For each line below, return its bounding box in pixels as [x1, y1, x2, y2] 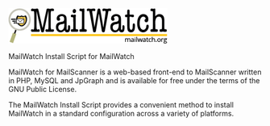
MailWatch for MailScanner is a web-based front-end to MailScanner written [8, 67, 262, 77]
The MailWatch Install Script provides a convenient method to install [8, 100, 234, 109]
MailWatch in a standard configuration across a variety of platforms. [8, 109, 235, 118]
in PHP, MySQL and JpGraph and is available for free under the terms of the [8, 76, 260, 85]
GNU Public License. [8, 85, 77, 94]
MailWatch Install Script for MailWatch [8, 52, 135, 61]
